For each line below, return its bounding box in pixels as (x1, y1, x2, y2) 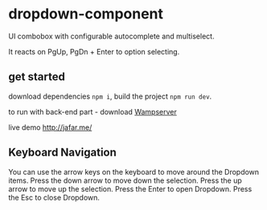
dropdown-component (8, 5, 163, 23)
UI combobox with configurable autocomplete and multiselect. (8, 31, 215, 41)
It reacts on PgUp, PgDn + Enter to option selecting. (8, 46, 180, 56)
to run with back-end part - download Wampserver (8, 107, 177, 116)
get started (8, 70, 66, 84)
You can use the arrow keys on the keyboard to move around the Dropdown (8, 167, 260, 176)
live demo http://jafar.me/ (8, 122, 92, 132)
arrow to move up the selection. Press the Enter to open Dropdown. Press (8, 184, 253, 193)
